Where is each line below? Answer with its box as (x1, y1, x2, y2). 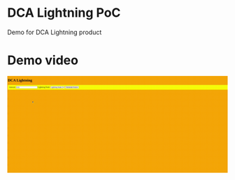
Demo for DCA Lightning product (7, 28, 102, 36)
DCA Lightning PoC (7, 5, 121, 21)
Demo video (7, 52, 79, 68)
